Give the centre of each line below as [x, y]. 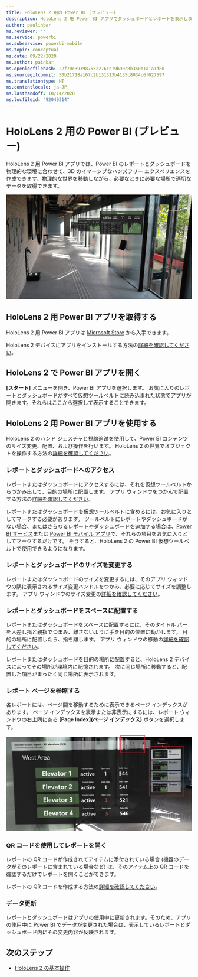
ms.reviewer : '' [26, 31]
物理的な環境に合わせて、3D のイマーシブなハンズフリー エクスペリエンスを [98, 171]
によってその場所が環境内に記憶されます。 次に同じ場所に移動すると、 [96, 667]
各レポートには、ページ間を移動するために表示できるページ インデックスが [97, 705]
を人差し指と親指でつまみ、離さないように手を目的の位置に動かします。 [94, 632]
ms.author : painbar [30, 62]
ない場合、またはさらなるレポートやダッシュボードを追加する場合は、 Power [99, 526]
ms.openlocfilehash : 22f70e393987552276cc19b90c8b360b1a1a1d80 [85, 69]
